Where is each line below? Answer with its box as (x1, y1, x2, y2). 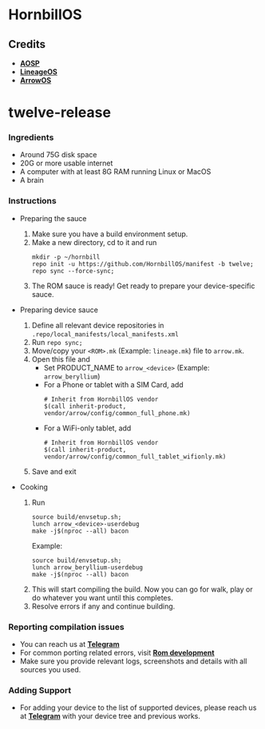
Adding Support (8, 685, 72, 695)
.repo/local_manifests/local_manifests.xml (31, 330, 180, 339)
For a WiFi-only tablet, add (43, 423, 132, 433)
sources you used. (19, 665, 81, 675)
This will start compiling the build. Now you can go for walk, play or (31, 584, 253, 594)
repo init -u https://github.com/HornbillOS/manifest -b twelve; (31, 260, 254, 268)
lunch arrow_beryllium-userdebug (31, 563, 144, 572)
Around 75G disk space (19, 150, 97, 160)
